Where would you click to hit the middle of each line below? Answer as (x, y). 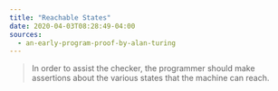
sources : (26, 34)
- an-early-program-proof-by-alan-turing (97, 43)
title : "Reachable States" (60, 18)
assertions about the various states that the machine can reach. (150, 78)
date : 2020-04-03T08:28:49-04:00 (72, 26)
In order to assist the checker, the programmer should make (143, 68)
